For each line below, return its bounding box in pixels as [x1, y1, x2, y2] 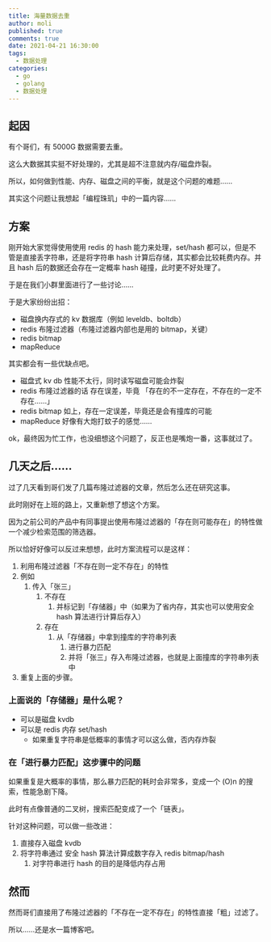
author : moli [8, 19, 52, 27]
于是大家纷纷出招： [8, 297, 73, 306]
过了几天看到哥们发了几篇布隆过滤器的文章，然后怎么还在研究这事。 [8, 482, 235, 492]
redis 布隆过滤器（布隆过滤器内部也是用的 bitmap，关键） [19, 324, 212, 334]
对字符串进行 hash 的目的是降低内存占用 [31, 859, 166, 868]
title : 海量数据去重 [8, 11, 70, 20]
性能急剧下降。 [22, 787, 73, 796]
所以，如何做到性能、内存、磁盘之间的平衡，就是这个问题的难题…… [8, 176, 233, 186]
